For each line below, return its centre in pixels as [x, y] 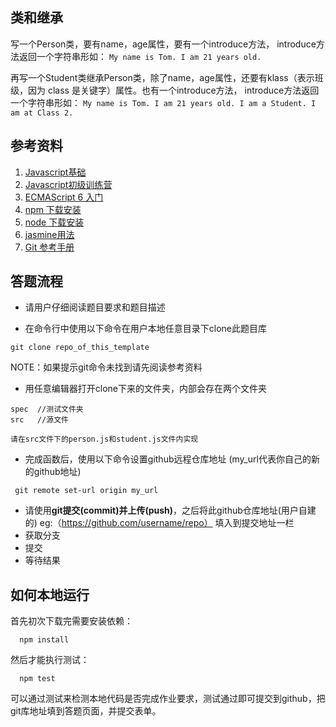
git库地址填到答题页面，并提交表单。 [86, 711]
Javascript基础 [55, 172]
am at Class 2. [42, 113]
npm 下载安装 [53, 209]
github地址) [57, 472]
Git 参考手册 [49, 247]
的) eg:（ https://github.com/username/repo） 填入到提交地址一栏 [159, 523]
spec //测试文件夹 [47, 409]
